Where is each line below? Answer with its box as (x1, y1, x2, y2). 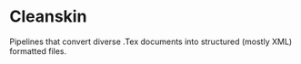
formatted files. (9, 45, 67, 56)
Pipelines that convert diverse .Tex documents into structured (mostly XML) (9, 36, 293, 47)
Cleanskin (9, 6, 87, 27)
